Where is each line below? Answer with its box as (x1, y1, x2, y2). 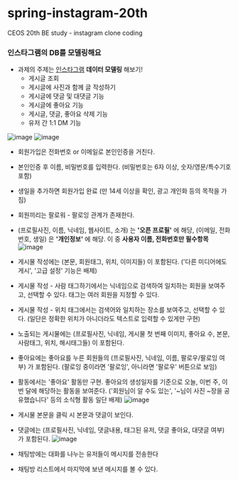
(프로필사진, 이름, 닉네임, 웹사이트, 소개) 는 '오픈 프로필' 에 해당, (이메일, (17, 226, 218, 234)
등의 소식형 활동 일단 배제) (50, 395, 123, 404)
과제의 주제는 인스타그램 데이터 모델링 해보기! (17, 66, 144, 74)
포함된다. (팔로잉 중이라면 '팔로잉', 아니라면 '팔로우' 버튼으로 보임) (35, 362, 217, 371)
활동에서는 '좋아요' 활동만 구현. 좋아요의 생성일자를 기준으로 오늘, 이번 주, (17, 377, 221, 386)
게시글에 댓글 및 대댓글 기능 (28, 92, 104, 100)
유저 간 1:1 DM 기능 (28, 119, 82, 127)
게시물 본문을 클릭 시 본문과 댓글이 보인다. (17, 411, 134, 419)
